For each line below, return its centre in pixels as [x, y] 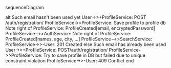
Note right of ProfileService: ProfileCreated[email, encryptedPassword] [80, 28]
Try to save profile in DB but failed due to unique [94, 55]
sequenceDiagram [25, 7]
